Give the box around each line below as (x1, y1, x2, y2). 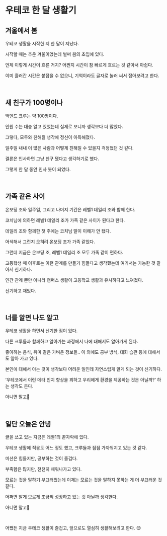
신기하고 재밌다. (5, 287, 37, 293)
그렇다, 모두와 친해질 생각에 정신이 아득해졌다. (5, 134, 96, 140)
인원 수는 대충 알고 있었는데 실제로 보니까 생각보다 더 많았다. (5, 123, 123, 129)
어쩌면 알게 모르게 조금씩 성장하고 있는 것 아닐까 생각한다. (5, 494, 118, 500)
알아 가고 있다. (10, 355, 39, 361)
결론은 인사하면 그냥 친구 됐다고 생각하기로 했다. (5, 156, 100, 162)
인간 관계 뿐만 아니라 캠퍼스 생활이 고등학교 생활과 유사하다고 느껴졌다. (5, 277, 143, 283)
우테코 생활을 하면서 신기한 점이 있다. (5, 328, 78, 334)
